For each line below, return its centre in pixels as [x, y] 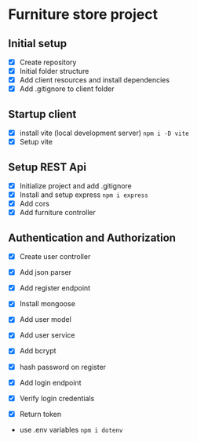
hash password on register [63, 367]
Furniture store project [83, 15]
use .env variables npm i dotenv [71, 429]
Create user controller [55, 257]
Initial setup [38, 44]
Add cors [34, 204]
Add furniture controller [58, 213]
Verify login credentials [57, 398]
